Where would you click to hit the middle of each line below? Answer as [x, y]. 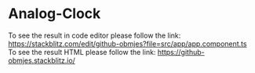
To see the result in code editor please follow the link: [95, 35]
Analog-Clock [55, 14]
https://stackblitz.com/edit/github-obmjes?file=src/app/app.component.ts [127, 43]
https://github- [181, 52]
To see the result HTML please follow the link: [82, 52]
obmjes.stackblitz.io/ [42, 60]
